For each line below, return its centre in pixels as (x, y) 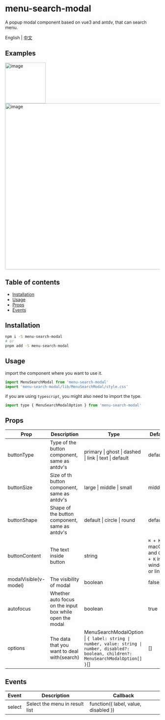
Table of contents (32, 282)
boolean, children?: (108, 654)
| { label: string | (107, 638)
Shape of (60, 508)
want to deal (64, 652)
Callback (123, 696)
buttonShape (23, 520)
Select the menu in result (55, 704)
